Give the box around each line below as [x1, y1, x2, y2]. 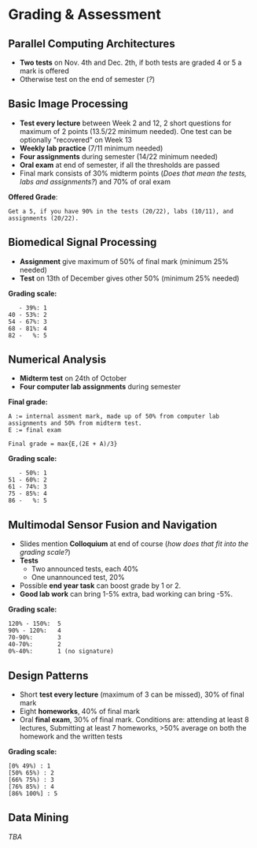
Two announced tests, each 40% [31, 564, 139, 574]
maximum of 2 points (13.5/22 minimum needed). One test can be [19, 126, 232, 136]
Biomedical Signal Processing [8, 236, 157, 249]
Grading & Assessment [8, 6, 161, 24]
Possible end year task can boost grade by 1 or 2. [19, 581, 182, 590]
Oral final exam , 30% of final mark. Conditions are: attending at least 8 [19, 715, 249, 724]
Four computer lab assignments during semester [19, 382, 181, 392]
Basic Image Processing [8, 97, 128, 111]
